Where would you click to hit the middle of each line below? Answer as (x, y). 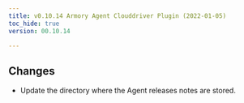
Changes (32, 71)
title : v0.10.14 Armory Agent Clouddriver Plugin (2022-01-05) (118, 16)
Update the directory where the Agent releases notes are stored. (128, 91)
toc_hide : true (34, 24)
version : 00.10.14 (39, 31)
